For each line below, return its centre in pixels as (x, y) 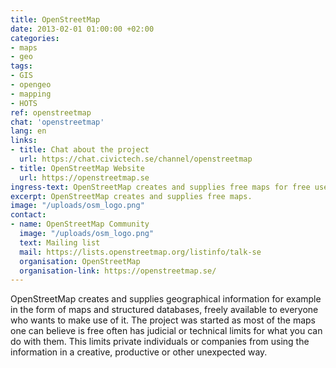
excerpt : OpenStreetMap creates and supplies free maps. (131, 196)
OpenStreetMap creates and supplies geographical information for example (166, 299)
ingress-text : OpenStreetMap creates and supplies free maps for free (160, 187)
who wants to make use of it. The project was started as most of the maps (163, 320)
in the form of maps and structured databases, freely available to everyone (164, 310)
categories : (35, 38)
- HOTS (24, 103)
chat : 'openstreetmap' (57, 122)
